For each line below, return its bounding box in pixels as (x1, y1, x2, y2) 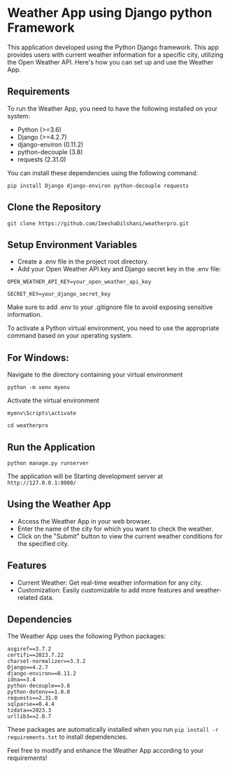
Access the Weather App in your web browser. (17, 517, 152, 525)
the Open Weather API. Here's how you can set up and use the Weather (7, 57, 214, 66)
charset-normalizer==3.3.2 (7, 658, 86, 665)
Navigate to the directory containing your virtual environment (7, 370, 183, 379)
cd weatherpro (7, 422, 49, 429)
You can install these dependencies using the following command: (7, 168, 198, 177)
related (17, 593, 38, 601)
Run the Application (7, 441, 96, 453)
